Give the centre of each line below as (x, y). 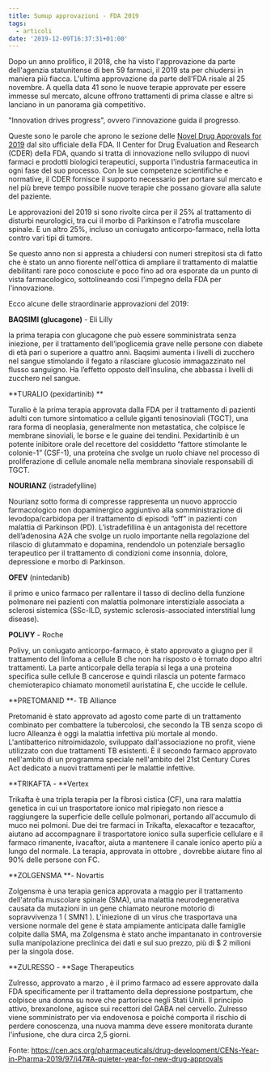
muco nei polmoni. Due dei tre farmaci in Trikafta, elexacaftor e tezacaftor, (132, 825)
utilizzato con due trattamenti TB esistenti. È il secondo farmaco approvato (133, 751)
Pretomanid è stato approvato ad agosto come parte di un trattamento (125, 716)
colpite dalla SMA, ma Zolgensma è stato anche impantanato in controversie (135, 934)
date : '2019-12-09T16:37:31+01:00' (68, 39)
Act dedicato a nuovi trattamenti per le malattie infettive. (102, 768)
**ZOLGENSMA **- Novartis (56, 876)
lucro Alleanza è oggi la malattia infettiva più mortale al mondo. (113, 734)
